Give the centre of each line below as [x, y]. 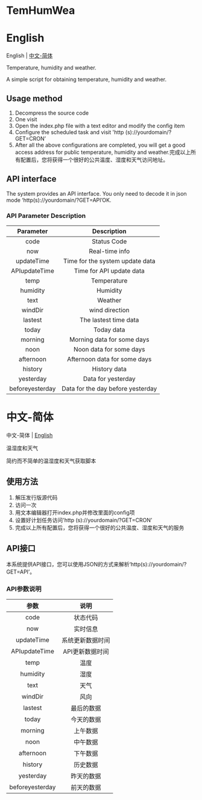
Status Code [109, 242]
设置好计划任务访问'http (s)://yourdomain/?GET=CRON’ [84, 520]
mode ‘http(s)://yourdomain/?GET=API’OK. [59, 200]
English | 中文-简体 [30, 56]
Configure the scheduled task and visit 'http [69, 132]
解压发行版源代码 [36, 497]
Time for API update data [109, 271]
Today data [109, 330]
